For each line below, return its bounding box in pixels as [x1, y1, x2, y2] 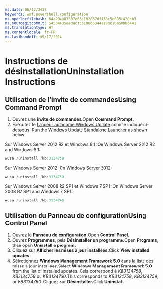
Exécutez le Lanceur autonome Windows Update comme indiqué [12, 121, 143, 127]
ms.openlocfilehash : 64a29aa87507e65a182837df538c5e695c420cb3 [5, 16, 137, 21]
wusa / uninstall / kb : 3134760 [5, 198, 64, 203]
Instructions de [5, 56, 68, 67]
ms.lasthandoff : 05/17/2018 [5, 35, 62, 40]
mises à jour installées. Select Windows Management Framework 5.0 [12, 263, 152, 269]
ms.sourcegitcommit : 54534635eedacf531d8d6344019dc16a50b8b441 [5, 21, 137, 26]
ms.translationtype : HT [5, 25, 54, 30]
